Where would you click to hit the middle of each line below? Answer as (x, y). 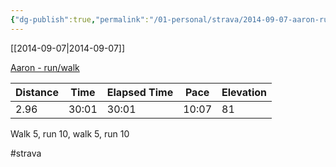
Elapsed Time (140, 92)
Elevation (244, 92)
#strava (26, 153)
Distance (37, 92)
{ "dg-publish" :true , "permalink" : (80, 19)
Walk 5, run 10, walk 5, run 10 (70, 133)
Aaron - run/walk (45, 67)
